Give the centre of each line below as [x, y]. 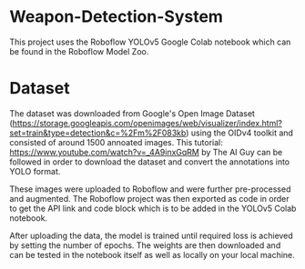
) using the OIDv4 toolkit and [239, 133]
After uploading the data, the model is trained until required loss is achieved [151, 235]
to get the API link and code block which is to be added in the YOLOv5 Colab [153, 208]
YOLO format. [35, 171]
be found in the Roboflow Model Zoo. [79, 51]
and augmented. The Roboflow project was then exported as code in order [149, 198]
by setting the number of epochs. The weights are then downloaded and [145, 245]
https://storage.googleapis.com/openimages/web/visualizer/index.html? [147, 123]
